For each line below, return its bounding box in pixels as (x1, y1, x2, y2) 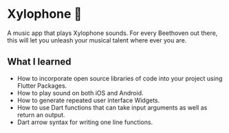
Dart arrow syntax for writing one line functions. (17, 118, 153, 126)
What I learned (7, 56, 72, 68)
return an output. (17, 110, 65, 119)
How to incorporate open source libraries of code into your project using (17, 74, 223, 82)
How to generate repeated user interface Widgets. (17, 96, 160, 104)
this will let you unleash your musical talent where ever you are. (7, 36, 187, 44)
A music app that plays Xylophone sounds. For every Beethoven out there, (7, 29, 218, 37)
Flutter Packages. (17, 82, 67, 90)
